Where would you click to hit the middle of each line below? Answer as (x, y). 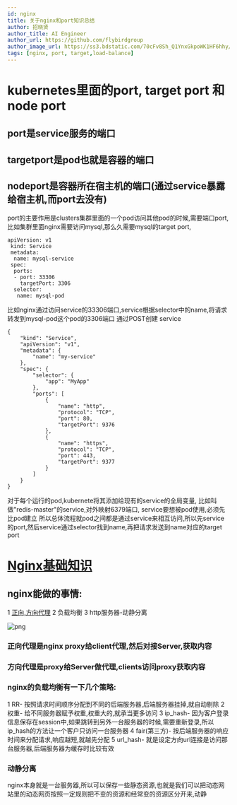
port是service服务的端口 (62, 134)
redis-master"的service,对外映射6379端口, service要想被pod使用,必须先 (121, 509)
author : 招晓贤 (28, 27)
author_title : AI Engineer (47, 34)
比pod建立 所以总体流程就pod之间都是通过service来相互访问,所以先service (116, 518)
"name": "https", (83, 443)
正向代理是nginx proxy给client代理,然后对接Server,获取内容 (110, 646)
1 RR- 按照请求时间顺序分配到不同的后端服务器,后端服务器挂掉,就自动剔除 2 (116, 704)
